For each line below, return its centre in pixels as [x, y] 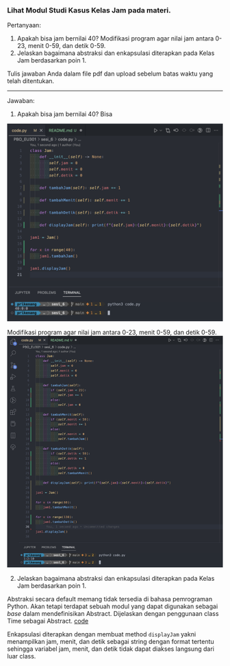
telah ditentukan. [31, 81]
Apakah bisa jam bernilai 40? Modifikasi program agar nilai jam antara [115, 38]
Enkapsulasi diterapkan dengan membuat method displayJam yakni [102, 634]
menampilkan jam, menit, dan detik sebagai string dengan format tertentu [111, 642]
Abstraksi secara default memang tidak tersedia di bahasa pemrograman [110, 599]
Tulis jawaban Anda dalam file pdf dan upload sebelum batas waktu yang [110, 74]
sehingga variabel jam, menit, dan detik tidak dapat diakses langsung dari [111, 649]
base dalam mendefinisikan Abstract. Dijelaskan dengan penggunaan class [113, 614]
